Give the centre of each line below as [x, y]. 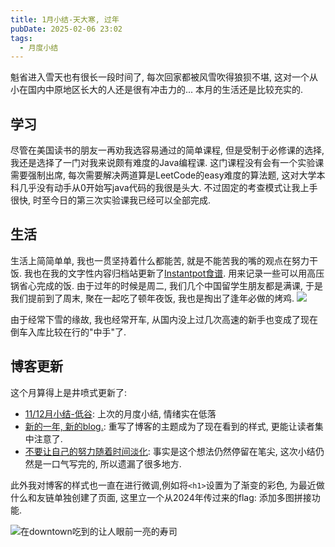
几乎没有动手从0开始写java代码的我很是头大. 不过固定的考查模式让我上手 [168, 188]
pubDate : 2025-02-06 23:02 [66, 29]
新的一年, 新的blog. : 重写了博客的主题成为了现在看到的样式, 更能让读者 [169, 426]
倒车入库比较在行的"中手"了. [68, 332]
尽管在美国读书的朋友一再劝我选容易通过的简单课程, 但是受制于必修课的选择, [167, 150]
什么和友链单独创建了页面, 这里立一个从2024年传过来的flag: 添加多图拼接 [161, 497]
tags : [21, 38]
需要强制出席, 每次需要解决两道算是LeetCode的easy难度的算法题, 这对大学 [163, 175]
